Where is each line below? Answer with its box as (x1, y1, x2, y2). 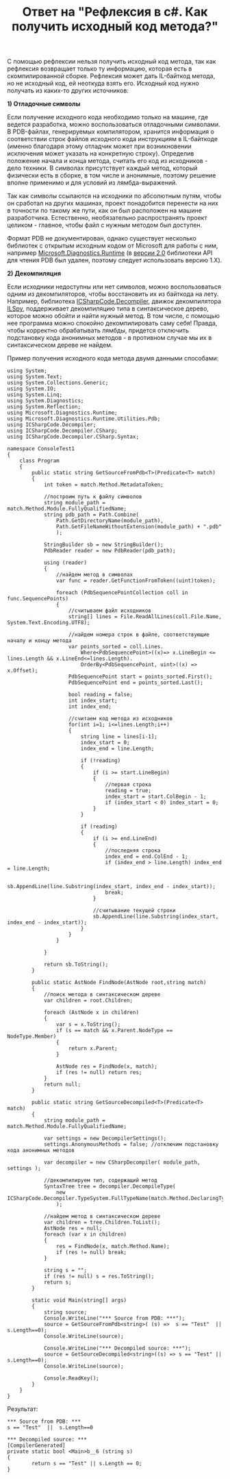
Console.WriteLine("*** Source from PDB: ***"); (43, 1315, 186, 1322)
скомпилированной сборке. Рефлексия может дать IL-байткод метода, (7, 72, 216, 80)
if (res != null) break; (55, 1249, 127, 1256)
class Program (19, 457, 60, 465)
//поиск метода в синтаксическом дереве (43, 991, 161, 998)
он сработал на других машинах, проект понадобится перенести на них (7, 199, 219, 208)
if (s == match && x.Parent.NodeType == (55, 1027, 173, 1034)
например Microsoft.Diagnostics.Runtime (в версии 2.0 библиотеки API (7, 249, 213, 257)
